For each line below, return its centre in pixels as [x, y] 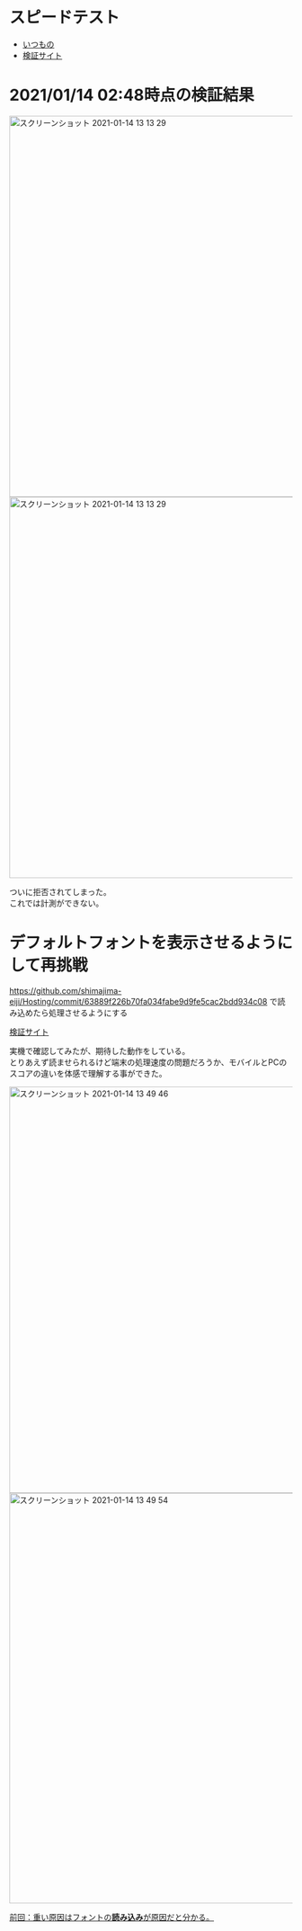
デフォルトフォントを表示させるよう [143, 943]
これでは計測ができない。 [57, 903]
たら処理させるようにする [80, 1013]
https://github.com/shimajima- [66, 990]
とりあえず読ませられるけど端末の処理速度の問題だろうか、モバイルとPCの [148, 1062]
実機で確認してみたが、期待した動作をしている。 [100, 1050]
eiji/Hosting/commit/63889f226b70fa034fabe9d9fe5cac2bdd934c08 [138, 1001]
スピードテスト [65, 18]
